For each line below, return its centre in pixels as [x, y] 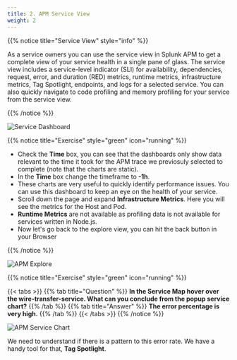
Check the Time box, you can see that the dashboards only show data [120, 154]
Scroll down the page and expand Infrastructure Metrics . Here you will [121, 199]
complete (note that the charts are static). [78, 169]
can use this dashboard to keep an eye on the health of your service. [117, 191]
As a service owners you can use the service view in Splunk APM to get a [114, 54]
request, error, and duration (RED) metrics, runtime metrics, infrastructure [114, 77]
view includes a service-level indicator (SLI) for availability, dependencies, [115, 69]
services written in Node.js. [57, 221]
